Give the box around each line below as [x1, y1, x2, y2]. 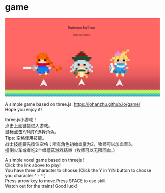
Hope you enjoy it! [5, 106, 42, 112]
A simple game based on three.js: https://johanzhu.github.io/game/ [5, 101, 141, 107]
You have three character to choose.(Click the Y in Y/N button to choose [5, 167, 151, 173]
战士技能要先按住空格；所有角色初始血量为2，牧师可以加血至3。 [5, 141, 136, 147]
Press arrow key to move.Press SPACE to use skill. [5, 178, 107, 184]
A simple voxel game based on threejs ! [5, 157, 85, 163]
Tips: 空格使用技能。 [5, 135, 47, 141]
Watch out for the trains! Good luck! [5, 183, 77, 189]
